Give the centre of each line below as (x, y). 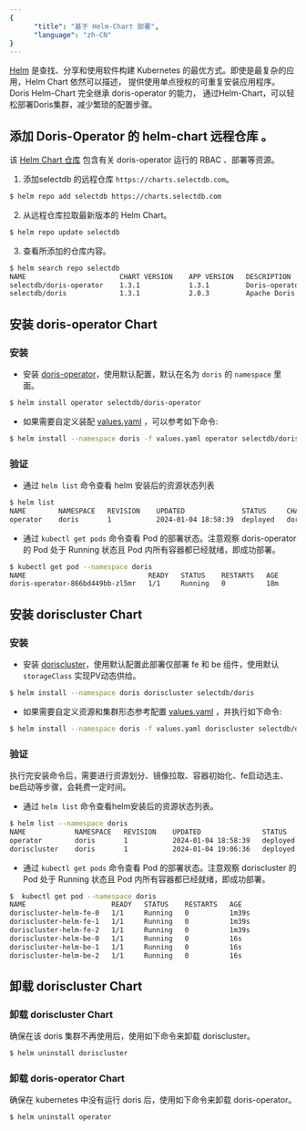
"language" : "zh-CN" (72, 35)
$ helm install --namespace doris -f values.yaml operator (124, 439)
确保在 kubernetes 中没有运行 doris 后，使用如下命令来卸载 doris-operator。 (153, 1100)
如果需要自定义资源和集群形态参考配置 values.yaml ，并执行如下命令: (152, 711)
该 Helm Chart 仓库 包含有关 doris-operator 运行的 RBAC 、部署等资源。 (144, 160)
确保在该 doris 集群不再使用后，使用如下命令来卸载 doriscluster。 (133, 1036)
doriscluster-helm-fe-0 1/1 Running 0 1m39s (130, 913)
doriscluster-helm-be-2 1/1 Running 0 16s (126, 955)
